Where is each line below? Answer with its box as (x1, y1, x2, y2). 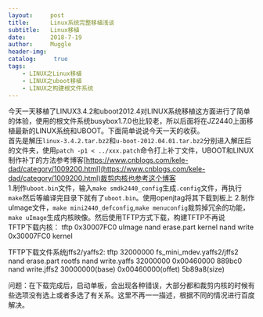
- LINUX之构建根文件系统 (22, 84, 94, 92)
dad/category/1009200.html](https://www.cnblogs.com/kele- (8, 164, 206, 174)
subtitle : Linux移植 (8, 26, 80, 34)
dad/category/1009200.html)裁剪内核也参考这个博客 (8, 174, 176, 183)
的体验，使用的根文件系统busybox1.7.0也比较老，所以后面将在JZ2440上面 (8, 117, 247, 126)
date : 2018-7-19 (8, 33, 82, 41)
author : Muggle (8, 41, 72, 49)
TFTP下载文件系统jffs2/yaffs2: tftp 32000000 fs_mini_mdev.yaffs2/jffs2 (8, 247, 239, 257)
